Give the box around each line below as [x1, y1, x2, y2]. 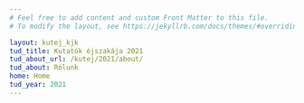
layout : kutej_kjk [9, 38, 79, 47]
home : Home [9, 71, 51, 81]
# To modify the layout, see [9, 22, 119, 31]
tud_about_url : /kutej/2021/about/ [9, 55, 144, 64]
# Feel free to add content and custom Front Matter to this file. [9, 13, 270, 23]
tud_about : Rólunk [9, 63, 79, 72]
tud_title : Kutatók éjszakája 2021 [9, 46, 144, 55]
